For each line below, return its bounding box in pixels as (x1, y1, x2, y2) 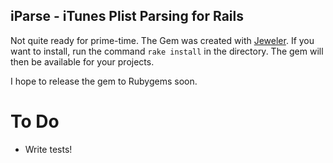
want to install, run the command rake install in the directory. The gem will (10, 45, 324, 57)
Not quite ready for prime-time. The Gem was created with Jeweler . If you (10, 34, 315, 46)
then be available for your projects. (10, 55, 155, 68)
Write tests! (24, 143, 73, 155)
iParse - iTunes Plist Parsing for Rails (10, 8, 244, 25)
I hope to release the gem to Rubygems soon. (10, 75, 198, 87)
